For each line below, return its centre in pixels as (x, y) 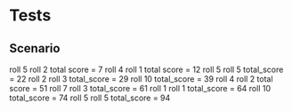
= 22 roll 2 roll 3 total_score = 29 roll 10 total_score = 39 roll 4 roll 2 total (141, 79)
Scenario (35, 48)
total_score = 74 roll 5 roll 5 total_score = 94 (90, 98)
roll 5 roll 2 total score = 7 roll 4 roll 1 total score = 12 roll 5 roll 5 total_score (146, 69)
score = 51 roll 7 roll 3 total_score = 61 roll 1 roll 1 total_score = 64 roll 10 (140, 88)
